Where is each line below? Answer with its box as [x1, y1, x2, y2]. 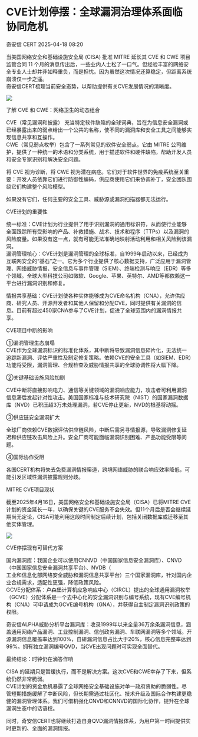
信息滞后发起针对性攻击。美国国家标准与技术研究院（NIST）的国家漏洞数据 [6, 393, 189, 401]
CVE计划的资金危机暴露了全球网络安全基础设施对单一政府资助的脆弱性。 [6, 682, 182, 690]
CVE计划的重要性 [6, 208, 48, 215]
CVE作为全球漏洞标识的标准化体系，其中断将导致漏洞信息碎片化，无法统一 [6, 346, 187, 354]
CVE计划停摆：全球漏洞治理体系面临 [6, 5, 183, 19]
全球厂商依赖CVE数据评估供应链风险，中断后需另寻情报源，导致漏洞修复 [6, 426, 182, 433]
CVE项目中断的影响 [6, 327, 53, 334]
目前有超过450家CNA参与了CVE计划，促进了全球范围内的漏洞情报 [16, 307, 177, 314]
